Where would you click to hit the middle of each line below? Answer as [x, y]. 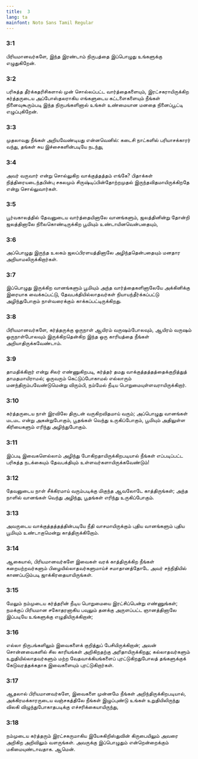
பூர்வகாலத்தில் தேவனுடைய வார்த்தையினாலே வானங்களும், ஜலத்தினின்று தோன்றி [98, 217]
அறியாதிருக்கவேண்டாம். [34, 343]
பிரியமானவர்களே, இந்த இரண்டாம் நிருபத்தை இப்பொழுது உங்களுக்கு [84, 56]
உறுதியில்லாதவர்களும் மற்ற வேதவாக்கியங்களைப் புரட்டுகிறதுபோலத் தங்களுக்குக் [96, 658]
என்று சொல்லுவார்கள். [32, 189]
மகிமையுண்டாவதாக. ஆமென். [41, 749]
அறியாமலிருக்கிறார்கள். [32, 259]
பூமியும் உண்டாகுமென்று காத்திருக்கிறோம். [53, 533]
